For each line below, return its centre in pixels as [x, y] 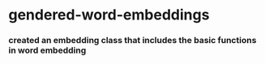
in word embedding [47, 50]
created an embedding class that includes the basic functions [132, 41]
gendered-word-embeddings [109, 15]
